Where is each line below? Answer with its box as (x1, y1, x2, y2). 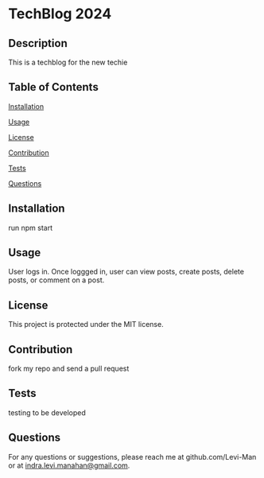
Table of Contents (8, 80, 99, 94)
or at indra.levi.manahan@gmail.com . (8, 461, 130, 470)
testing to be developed (8, 407, 86, 418)
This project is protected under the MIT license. (8, 320, 165, 329)
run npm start (8, 223, 53, 232)
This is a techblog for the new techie (8, 57, 128, 67)
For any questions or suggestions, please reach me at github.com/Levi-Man (8, 452, 257, 461)
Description (8, 37, 68, 50)
